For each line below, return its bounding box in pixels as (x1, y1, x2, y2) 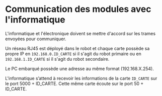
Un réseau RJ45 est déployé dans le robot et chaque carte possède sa (5, 45, 150, 51)
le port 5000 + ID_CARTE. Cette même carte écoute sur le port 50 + (5, 81, 144, 87)
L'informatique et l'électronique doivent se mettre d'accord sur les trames (5, 30, 156, 36)
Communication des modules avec (5, 3, 152, 15)
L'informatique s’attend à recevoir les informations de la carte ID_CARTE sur (5, 75, 158, 81)
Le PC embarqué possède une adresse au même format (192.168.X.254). (5, 66, 154, 72)
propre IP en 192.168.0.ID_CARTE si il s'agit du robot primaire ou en (5, 51, 142, 57)
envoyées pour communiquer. (5, 36, 66, 42)
